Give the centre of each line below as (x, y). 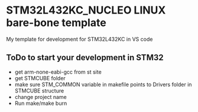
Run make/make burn (41, 103)
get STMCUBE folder (40, 78)
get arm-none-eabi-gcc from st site (58, 72)
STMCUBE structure (39, 90)
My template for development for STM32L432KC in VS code (79, 39)
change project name (40, 97)
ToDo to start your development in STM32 (85, 57)
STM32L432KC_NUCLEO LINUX (86, 10)
